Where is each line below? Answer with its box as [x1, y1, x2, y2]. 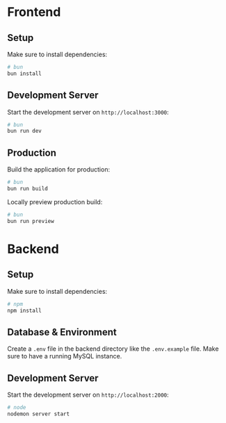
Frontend [7, 4, 61, 20]
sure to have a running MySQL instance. [7, 352, 122, 360]
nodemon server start [7, 410, 70, 417]
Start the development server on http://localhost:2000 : [7, 390, 169, 399]
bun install [7, 70, 42, 77]
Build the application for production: [7, 165, 110, 174]
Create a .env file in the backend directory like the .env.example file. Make [7, 345, 219, 353]
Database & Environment [7, 326, 117, 338]
